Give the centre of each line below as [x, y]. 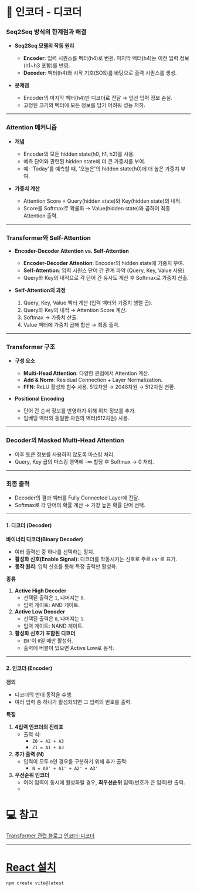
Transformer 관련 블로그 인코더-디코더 [50, 836]
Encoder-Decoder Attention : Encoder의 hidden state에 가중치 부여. [104, 263]
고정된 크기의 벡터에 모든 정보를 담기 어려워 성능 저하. [84, 105]
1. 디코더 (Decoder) [29, 525]
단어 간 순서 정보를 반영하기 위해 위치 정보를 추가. [79, 411]
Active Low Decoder [40, 612]
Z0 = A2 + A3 [48, 742]
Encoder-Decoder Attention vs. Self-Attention [72, 251]
